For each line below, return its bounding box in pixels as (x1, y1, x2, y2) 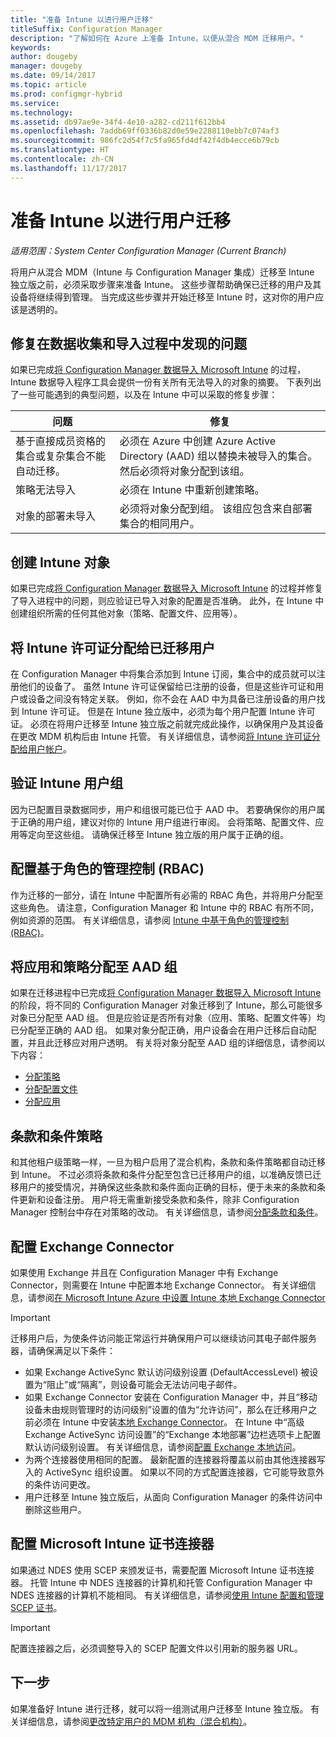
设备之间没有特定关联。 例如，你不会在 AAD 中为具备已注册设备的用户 (27, 693, 317, 705)
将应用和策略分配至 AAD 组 (10, 959, 178, 976)
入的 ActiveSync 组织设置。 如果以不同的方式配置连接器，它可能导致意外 (24, 1466, 325, 1478)
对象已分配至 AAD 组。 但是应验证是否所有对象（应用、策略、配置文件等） (10, 1012, 317, 1024)
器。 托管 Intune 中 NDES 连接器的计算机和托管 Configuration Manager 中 (10, 1576, 313, 1588)
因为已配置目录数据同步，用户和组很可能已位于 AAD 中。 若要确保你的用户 (10, 803, 317, 815)
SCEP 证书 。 (10, 1601, 63, 1613)
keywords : (10, 42, 52, 53)
